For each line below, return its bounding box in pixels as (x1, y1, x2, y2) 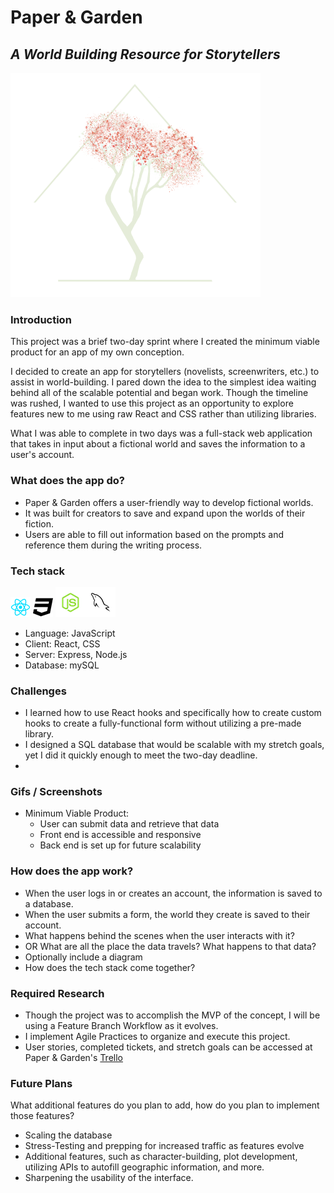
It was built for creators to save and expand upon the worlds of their (24, 507, 306, 519)
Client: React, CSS (24, 637, 101, 650)
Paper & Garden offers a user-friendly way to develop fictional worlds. (24, 496, 314, 508)
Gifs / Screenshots (10, 785, 103, 799)
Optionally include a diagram (24, 951, 143, 963)
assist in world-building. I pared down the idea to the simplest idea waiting (10, 376, 317, 388)
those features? (10, 1110, 75, 1122)
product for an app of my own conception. (10, 346, 185, 358)
